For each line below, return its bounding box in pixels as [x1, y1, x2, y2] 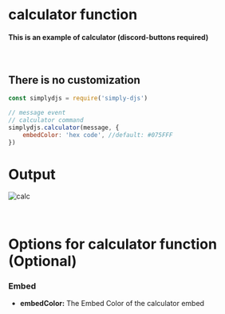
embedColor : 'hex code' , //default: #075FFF [22, 131, 173, 139]
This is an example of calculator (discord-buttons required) [8, 32, 209, 41]
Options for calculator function [8, 235, 218, 253]
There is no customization [8, 73, 141, 87]
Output [8, 165, 56, 183]
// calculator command [8, 116, 84, 124]
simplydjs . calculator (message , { [8, 124, 120, 131]
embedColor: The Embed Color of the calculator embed [19, 298, 205, 308]
